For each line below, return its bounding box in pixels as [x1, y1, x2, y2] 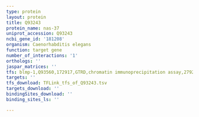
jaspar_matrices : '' [6, 63, 57, 70]
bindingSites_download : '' [6, 91, 73, 97]
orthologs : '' [6, 58, 41, 64]
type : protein [6, 8, 41, 15]
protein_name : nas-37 [6, 25, 60, 31]
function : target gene [6, 47, 62, 53]
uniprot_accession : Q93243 [6, 31, 73, 37]
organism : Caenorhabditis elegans [6, 42, 92, 48]
